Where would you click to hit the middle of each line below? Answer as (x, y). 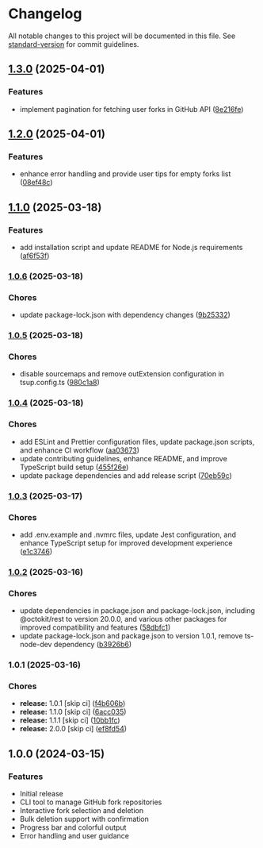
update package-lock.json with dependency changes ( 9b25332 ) (125, 315)
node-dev (36, 645)
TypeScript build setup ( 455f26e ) (74, 467)
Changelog (45, 14)
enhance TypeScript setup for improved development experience (126, 543)
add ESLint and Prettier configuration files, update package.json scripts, (137, 441)
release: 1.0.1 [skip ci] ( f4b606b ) (72, 703)
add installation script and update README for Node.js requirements (131, 247)
